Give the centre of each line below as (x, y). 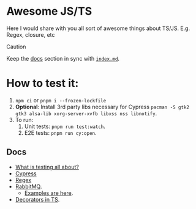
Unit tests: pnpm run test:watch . (65, 126)
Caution (16, 47)
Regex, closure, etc (31, 34)
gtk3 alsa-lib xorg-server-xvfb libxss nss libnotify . (86, 113)
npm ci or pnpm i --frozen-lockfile (61, 100)
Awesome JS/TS (49, 11)
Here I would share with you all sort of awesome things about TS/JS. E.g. (98, 28)
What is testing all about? (47, 167)
